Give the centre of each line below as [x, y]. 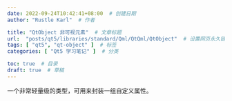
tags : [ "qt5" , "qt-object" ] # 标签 [62, 45]
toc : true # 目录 [32, 64]
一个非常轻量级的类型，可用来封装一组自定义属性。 [80, 91]
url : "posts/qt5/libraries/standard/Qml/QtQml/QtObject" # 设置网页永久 [114, 38]
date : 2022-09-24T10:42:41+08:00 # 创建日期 [72, 13]
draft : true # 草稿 [36, 70]
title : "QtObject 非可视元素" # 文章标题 [65, 32]
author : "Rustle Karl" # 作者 [51, 20]
